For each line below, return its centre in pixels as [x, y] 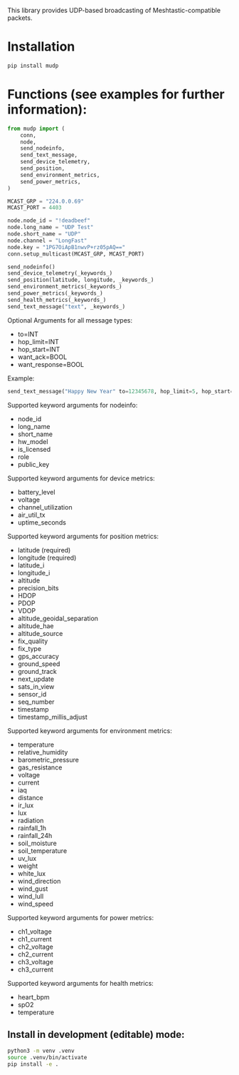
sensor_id [32, 694]
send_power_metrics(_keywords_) [55, 293]
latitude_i [31, 565]
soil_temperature [42, 851]
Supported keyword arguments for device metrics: [81, 478]
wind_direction [39, 881]
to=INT [28, 334]
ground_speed [39, 664]
